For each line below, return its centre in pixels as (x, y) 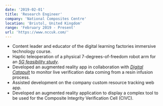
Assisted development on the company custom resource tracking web (83, 83)
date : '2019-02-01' (25, 10)
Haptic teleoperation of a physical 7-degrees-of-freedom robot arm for (84, 56)
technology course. (32, 51)
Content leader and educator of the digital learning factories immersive (84, 46)
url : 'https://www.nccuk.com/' (37, 32)
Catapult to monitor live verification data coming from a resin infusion (82, 72)
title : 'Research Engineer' (34, 14)
